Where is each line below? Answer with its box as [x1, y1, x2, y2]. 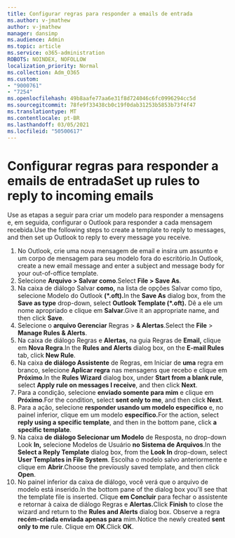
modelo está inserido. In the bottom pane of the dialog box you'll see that [17, 485, 228, 494]
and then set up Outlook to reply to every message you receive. [7, 233, 192, 242]
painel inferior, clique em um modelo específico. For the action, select [17, 411, 220, 419]
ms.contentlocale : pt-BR [7, 114, 80, 121]
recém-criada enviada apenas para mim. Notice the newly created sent [17, 515, 226, 523]
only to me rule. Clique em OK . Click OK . [17, 523, 134, 531]
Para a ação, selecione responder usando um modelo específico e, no [17, 403, 224, 412]
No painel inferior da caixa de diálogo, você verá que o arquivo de [17, 478, 208, 486]
